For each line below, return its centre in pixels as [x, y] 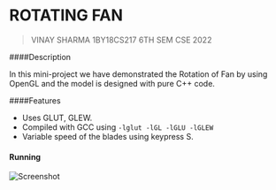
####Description [40, 57]
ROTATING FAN [66, 15]
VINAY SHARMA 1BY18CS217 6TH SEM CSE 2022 [121, 40]
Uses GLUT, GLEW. [57, 118]
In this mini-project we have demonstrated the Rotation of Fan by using [138, 74]
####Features [35, 100]
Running [25, 156]
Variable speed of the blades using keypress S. [107, 136]
